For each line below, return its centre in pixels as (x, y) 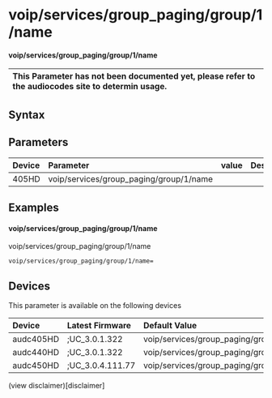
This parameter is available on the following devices (95, 305)
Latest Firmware (99, 325)
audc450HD (36, 365)
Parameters (38, 142)
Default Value (170, 325)
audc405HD (36, 339)
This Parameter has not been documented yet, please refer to (134, 76)
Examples (34, 207)
